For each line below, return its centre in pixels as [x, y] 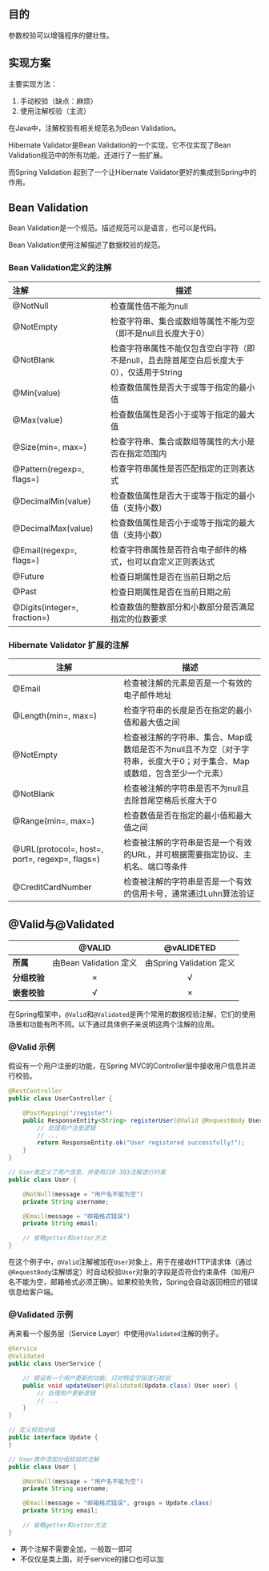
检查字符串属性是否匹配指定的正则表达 [183, 468]
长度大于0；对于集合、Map [199, 762]
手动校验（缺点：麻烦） [58, 101]
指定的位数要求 [139, 618]
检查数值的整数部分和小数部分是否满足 [183, 606]
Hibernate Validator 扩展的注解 [69, 645]
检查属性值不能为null [149, 306]
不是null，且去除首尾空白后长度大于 [177, 360]
